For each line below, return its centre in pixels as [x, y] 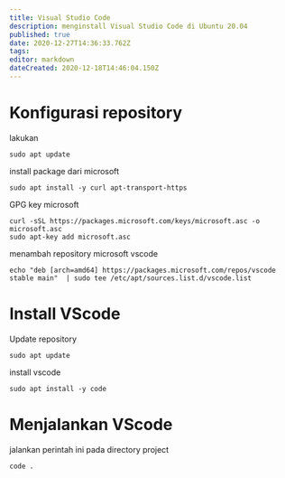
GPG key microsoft [44, 204]
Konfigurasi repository [96, 113]
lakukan [24, 137]
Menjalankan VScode [91, 424]
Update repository [43, 339]
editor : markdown [42, 60]
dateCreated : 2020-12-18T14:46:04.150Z [84, 69]
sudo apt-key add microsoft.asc [70, 237]
